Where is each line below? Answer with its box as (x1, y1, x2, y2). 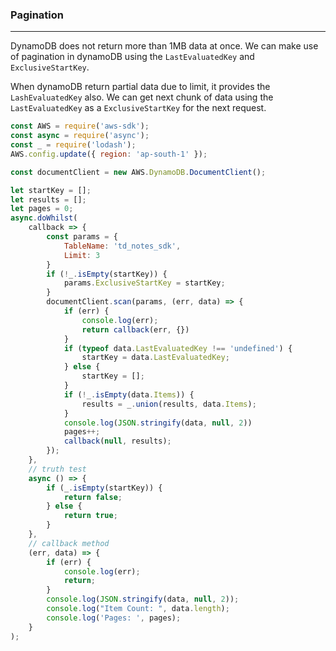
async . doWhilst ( (10, 213, 78, 223)
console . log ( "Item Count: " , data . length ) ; (46, 604, 230, 614)
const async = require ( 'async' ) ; (10, 131, 150, 141)
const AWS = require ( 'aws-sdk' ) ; (10, 121, 150, 132)
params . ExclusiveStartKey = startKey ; (63, 278, 226, 288)
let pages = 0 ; (10, 204, 74, 214)
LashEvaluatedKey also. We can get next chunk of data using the (10, 91, 274, 103)
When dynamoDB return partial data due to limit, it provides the (10, 81, 271, 93)
